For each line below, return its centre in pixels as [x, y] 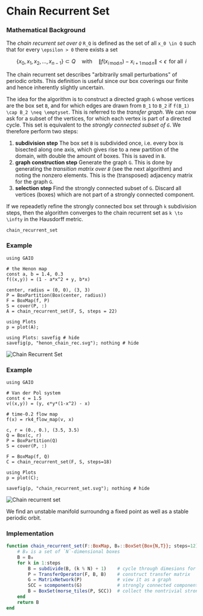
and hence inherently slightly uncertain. [56, 88]
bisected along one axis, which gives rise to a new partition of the [97, 150]
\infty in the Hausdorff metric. [45, 219]
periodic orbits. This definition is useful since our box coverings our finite [97, 81]
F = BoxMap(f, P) [28, 300]
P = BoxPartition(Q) [32, 440]
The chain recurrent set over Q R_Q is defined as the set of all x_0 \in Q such [101, 43]
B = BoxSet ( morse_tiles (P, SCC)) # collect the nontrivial [105, 591]
